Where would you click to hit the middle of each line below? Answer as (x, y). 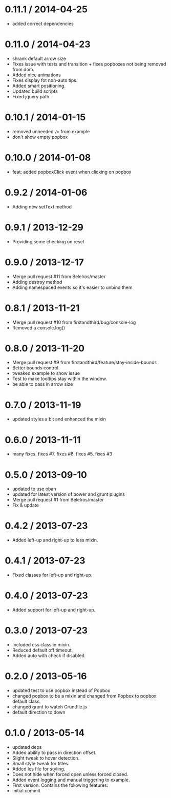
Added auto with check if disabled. (49, 656)
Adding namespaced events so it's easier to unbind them (72, 287)
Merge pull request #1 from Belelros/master (58, 500)
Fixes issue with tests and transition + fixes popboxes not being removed (89, 64)
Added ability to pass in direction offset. (54, 752)
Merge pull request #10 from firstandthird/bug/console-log (74, 322)
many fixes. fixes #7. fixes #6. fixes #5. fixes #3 (62, 454)
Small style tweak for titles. (41, 763)
